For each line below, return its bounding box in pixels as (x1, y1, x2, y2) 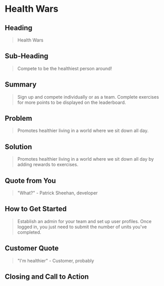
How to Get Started (5, 205, 67, 213)
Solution (5, 142, 32, 151)
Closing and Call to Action (5, 272, 89, 281)
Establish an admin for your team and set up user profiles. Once (17, 218, 152, 224)
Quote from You (5, 176, 56, 185)
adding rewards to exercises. (17, 162, 79, 168)
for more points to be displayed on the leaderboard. (17, 99, 126, 105)
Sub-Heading (5, 52, 49, 60)
